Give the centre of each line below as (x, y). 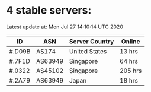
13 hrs (128, 51)
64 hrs (128, 61)
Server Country (91, 41)
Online (131, 41)
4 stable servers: (49, 10)
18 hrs (128, 80)
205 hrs (131, 71)
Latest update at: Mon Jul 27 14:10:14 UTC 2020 (65, 27)
